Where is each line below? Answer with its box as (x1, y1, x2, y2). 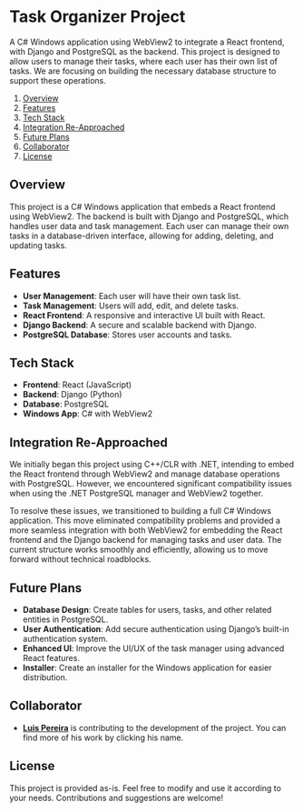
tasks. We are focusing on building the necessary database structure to (9, 65, 277, 76)
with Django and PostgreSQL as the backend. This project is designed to (9, 45, 281, 56)
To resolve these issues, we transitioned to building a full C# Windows (9, 506, 272, 516)
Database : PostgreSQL (22, 398, 110, 410)
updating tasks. (9, 239, 68, 251)
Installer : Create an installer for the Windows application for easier (22, 662, 272, 673)
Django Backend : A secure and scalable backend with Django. (22, 319, 257, 330)
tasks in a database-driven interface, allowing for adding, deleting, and (9, 230, 274, 241)
